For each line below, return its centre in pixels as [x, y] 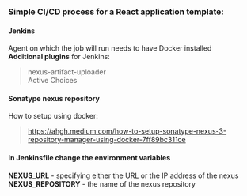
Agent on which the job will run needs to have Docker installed [110, 48]
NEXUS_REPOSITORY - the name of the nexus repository [102, 183]
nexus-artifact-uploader [67, 72]
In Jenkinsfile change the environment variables [89, 157]
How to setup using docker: [53, 116]
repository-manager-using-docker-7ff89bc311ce [106, 140]
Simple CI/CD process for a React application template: [116, 12]
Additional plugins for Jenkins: [59, 57]
